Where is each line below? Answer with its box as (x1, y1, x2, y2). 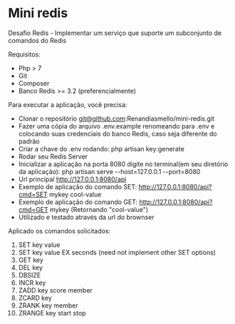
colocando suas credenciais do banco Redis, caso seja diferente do (18, 129, 217, 138)
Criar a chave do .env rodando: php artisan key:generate (18, 144, 184, 153)
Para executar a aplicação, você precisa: (8, 100, 127, 108)
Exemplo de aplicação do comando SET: (18, 182, 137, 191)
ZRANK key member (18, 301, 78, 310)
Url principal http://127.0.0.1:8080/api (18, 175, 127, 183)
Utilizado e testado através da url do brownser (18, 213, 155, 221)
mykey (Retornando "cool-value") (49, 205, 149, 213)
